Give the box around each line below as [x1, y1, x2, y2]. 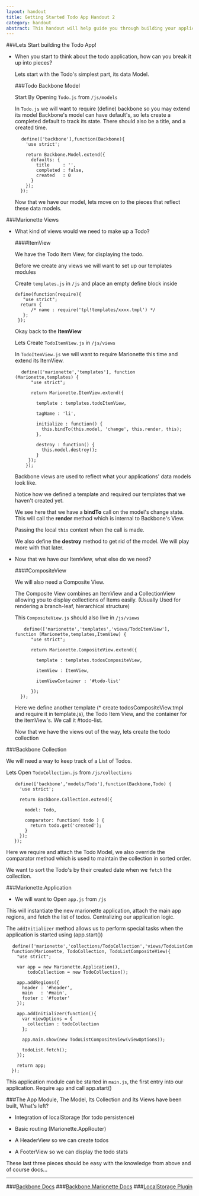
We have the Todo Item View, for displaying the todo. [14, 251, 144, 258]
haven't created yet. [14, 497, 64, 504]
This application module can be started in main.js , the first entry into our [6, 1078, 184, 1085]
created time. [14, 124, 47, 131]
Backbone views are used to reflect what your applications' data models [14, 473, 191, 480]
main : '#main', [21, 990, 68, 996]
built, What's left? [6, 1102, 49, 1109]
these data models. [14, 205, 62, 212]
